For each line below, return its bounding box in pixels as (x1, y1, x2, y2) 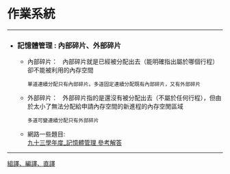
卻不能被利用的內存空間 (27, 66, 94, 74)
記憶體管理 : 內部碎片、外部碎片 (16, 40, 122, 50)
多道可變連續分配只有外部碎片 (27, 117, 99, 124)
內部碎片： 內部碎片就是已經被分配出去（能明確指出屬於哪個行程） (27, 57, 219, 66)
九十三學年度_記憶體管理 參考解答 (27, 139, 122, 147)
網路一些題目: (27, 130, 66, 139)
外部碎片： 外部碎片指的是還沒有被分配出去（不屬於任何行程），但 (27, 93, 216, 102)
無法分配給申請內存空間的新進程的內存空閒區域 (51, 102, 183, 111)
